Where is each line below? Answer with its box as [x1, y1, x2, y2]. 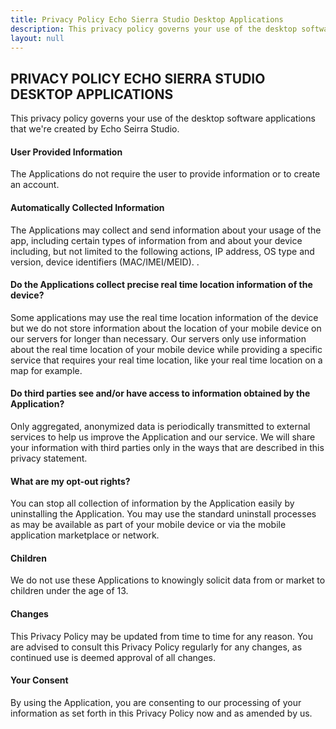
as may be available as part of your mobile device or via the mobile [10, 519, 287, 531]
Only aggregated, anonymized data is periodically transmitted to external [10, 421, 311, 432]
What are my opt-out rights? [10, 475, 131, 487]
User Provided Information [10, 146, 123, 158]
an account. [10, 179, 60, 191]
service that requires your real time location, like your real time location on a [10, 354, 323, 366]
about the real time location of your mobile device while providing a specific [10, 343, 323, 355]
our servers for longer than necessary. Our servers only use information [10, 332, 307, 345]
